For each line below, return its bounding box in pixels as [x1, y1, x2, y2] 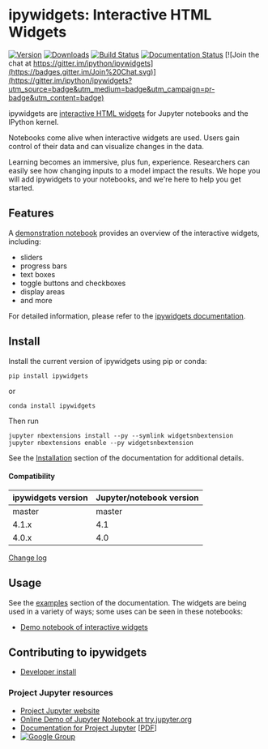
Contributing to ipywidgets [8, 645, 147, 659]
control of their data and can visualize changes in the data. [8, 141, 205, 151]
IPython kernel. [8, 117, 59, 126]
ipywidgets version [12, 492, 88, 503]
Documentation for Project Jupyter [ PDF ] [19, 723, 158, 733]
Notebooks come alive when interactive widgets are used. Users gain [8, 132, 240, 143]
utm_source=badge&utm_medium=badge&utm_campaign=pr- [8, 83, 215, 94]
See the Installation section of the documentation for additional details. [8, 452, 245, 463]
